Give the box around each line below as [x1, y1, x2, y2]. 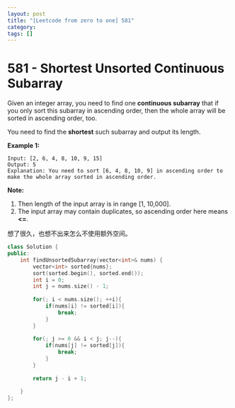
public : [7, 250, 30, 257]
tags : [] [7, 30, 33, 37]
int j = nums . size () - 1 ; [33, 283, 110, 290]
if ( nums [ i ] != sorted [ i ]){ [45, 303, 125, 310]
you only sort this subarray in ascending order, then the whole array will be [7, 107, 226, 115]
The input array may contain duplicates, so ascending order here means [17, 207, 229, 216]
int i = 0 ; [33, 276, 65, 284]
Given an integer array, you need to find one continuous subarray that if [7, 99, 219, 107]
